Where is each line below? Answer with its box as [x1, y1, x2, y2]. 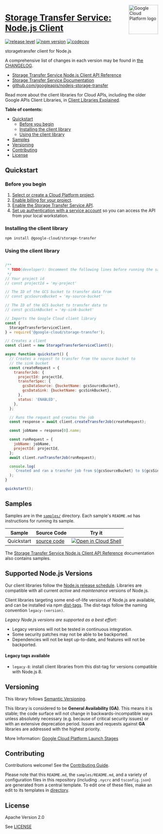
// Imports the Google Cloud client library [5, 316, 97, 321]
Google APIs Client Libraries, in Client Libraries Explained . [5, 97, 120, 103]
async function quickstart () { [5, 352, 68, 357]
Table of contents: [5, 106, 43, 112]
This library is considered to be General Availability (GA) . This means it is [5, 705, 153, 711]
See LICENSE [5, 824, 32, 830]
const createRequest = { [9, 365, 60, 370]
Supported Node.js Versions [5, 570, 93, 578]
